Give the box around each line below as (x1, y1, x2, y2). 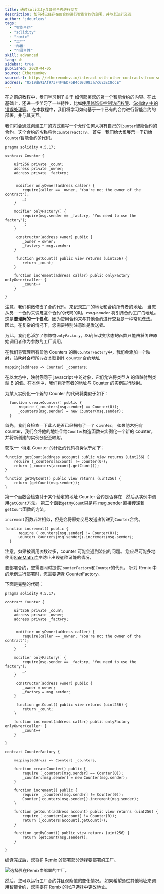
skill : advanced (5, 52, 38, 58)
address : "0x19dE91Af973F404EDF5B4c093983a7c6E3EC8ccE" (5, 80, 121, 85)
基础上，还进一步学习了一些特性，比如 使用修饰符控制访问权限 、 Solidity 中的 (5, 100, 158, 106)
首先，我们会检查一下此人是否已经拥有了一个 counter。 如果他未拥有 (5, 422, 143, 428)
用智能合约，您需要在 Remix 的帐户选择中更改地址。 (5, 884, 110, 890)
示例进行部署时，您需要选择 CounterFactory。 (9, 571, 102, 577)
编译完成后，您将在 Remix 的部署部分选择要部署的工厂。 (5, 857, 119, 863)
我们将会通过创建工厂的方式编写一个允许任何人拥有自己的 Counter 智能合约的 (5, 123, 158, 129)
